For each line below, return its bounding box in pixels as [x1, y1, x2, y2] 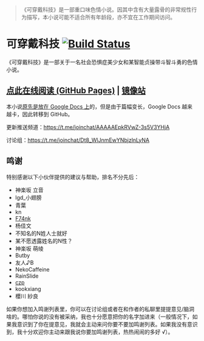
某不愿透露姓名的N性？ [15, 237, 73, 244]
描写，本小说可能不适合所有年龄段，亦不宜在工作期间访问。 [26, 13, 176, 21]
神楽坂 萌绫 [15, 245, 44, 252]
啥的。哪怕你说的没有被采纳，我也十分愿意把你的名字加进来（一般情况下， [6, 313, 192, 320]
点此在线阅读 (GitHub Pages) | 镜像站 [6, 85, 146, 96]
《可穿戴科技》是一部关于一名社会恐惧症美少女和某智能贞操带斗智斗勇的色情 [6, 58, 198, 66]
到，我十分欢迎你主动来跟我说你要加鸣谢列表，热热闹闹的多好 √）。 [6, 328, 174, 336]
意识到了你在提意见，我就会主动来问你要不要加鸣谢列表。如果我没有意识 [16, 320, 198, 328]
